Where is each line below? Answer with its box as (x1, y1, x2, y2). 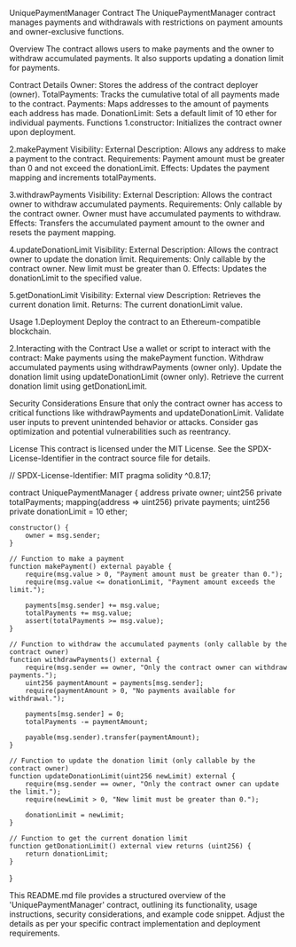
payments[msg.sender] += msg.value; (25, 601, 161, 610)
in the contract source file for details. (75, 453, 211, 463)
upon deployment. (9, 127, 76, 137)
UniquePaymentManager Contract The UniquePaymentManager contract (9, 8, 277, 18)
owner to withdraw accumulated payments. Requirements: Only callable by (9, 199, 283, 209)
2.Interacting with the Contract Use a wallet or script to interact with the (9, 343, 271, 353)
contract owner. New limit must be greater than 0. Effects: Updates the (9, 264, 268, 273)
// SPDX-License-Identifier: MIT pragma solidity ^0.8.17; (9, 470, 211, 480)
